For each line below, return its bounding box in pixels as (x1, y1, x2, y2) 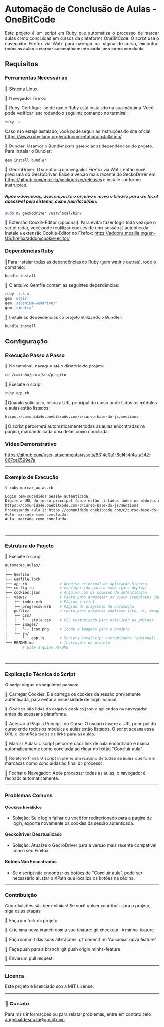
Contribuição (5, 892, 37, 899)
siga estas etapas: (5, 908, 42, 914)
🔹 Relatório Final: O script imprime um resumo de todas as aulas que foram (5, 756, 156, 761)
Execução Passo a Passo (5, 352, 65, 359)
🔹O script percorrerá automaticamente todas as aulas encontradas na (5, 423, 145, 429)
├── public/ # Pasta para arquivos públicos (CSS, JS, (5, 609, 147, 613)
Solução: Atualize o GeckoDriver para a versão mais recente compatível (12, 842, 157, 848)
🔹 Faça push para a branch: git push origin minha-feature (5, 946, 121, 952)
